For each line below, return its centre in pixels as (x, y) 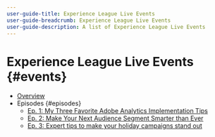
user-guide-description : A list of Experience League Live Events (106, 27)
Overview (31, 96)
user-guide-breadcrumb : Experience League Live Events (89, 20)
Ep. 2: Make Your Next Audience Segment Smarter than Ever (115, 118)
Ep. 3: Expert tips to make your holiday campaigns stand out (115, 126)
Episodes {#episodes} (49, 103)
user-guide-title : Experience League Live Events (81, 14)
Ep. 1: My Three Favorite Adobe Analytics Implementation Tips (118, 111)
